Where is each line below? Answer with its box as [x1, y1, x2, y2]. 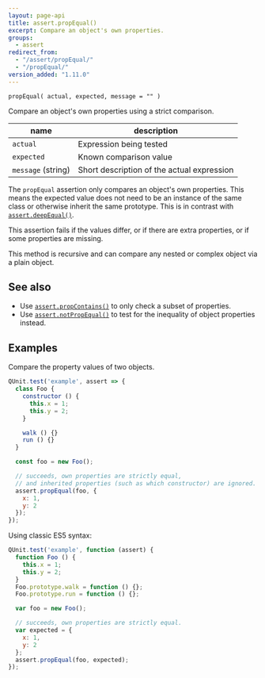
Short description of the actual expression [78, 164, 234, 175]
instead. [19, 318, 47, 328]
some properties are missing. [8, 233, 104, 243]
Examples [8, 341, 58, 354]
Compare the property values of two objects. [8, 362, 155, 372]
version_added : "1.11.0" [8, 71, 90, 79]
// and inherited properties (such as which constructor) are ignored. [15, 479, 257, 488]
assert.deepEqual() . [8, 209, 74, 219]
